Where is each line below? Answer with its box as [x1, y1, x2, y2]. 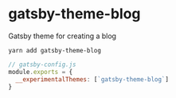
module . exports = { [8, 68, 73, 76]
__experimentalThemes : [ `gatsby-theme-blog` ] [15, 75, 170, 84]
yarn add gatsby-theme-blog [8, 46, 102, 54]
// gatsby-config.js [8, 61, 77, 69]
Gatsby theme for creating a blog [8, 31, 117, 41]
